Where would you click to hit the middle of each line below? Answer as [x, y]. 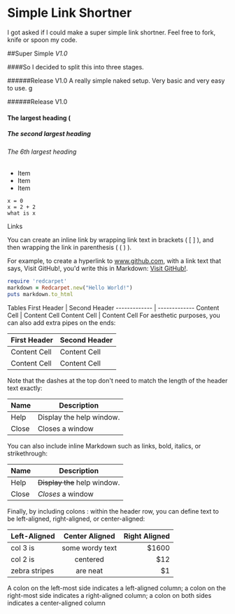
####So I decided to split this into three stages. [76, 67]
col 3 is [23, 547]
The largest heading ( [39, 118]
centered [90, 559]
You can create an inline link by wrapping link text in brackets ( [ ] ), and [111, 240]
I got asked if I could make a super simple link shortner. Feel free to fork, [111, 32]
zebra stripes [33, 570]
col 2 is [23, 559]
